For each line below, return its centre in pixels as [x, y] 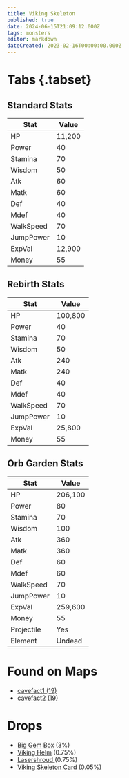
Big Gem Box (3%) [43, 745]
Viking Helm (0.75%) [47, 752]
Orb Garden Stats [46, 464]
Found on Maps [52, 671]
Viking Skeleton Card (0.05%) [59, 767]
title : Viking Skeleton [41, 13]
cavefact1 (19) [37, 690]
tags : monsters [29, 33]
